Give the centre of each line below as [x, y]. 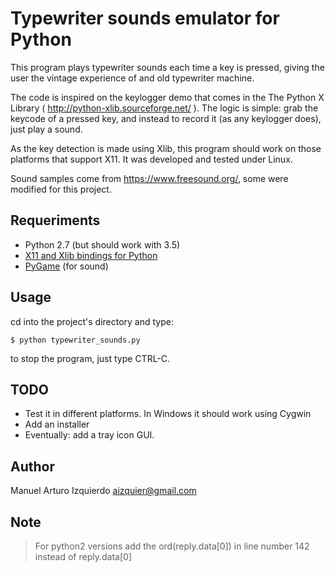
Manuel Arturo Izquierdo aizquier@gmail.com [103, 491]
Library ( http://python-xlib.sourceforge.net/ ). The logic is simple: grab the [164, 108]
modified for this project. [61, 189]
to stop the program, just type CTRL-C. [90, 358]
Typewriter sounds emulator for [145, 18]
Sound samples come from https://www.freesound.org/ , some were [149, 178]
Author [32, 466]
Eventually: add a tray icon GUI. [89, 435]
